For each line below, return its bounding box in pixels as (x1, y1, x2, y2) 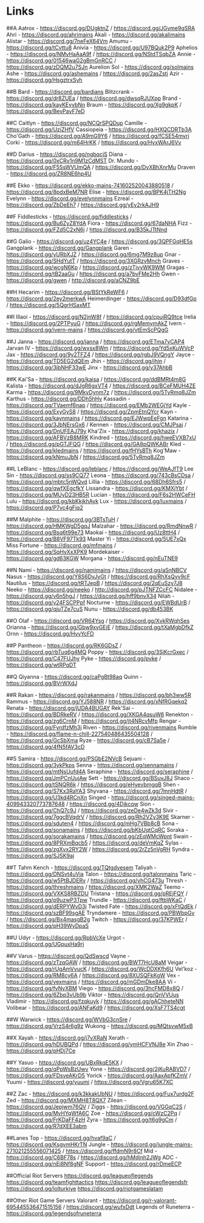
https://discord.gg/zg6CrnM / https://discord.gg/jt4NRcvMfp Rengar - (6, 717, 182, 725)
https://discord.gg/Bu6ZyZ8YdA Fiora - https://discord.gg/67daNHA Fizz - (6, 219, 192, 227)
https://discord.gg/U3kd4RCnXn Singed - (6, 793, 110, 801)
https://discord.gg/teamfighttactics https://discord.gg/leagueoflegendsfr (6, 1178, 188, 1186)
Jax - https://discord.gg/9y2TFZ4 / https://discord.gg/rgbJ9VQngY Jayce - (6, 350, 195, 358)
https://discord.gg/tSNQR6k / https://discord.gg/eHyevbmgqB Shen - (6, 781, 180, 788)
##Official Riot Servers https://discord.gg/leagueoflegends (6, 1172, 154, 1179)
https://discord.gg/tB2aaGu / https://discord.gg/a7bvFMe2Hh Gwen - (6, 270, 180, 277)
